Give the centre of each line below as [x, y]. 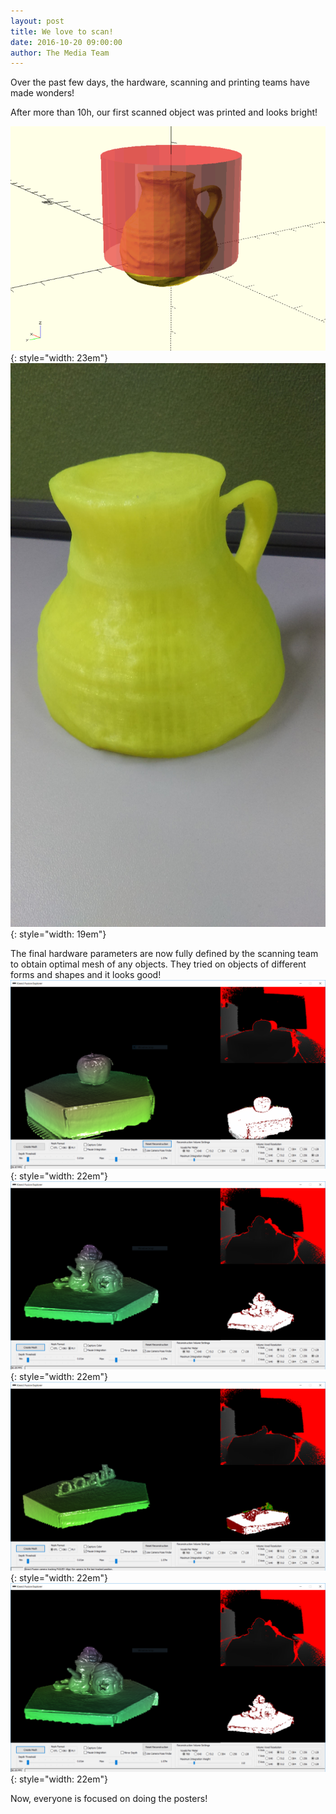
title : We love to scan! [62, 31]
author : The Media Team [60, 53]
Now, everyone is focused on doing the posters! [109, 1798]
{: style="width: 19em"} [58, 934]
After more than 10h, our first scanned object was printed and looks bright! [164, 112]
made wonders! [42, 93]
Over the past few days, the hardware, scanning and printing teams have [160, 82]
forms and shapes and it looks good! [86, 974]
